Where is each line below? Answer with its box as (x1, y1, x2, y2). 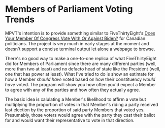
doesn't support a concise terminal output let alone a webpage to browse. (5, 46, 155, 52)
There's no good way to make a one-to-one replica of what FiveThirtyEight (5, 55, 157, 61)
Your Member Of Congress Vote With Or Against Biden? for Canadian (5, 35, 146, 41)
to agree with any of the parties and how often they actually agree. (5, 87, 140, 93)
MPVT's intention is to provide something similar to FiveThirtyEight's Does (5, 30, 156, 36)
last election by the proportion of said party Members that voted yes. (5, 107, 145, 113)
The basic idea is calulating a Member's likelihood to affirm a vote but (5, 96, 146, 102)
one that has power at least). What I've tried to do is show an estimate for (5, 71, 154, 77)
